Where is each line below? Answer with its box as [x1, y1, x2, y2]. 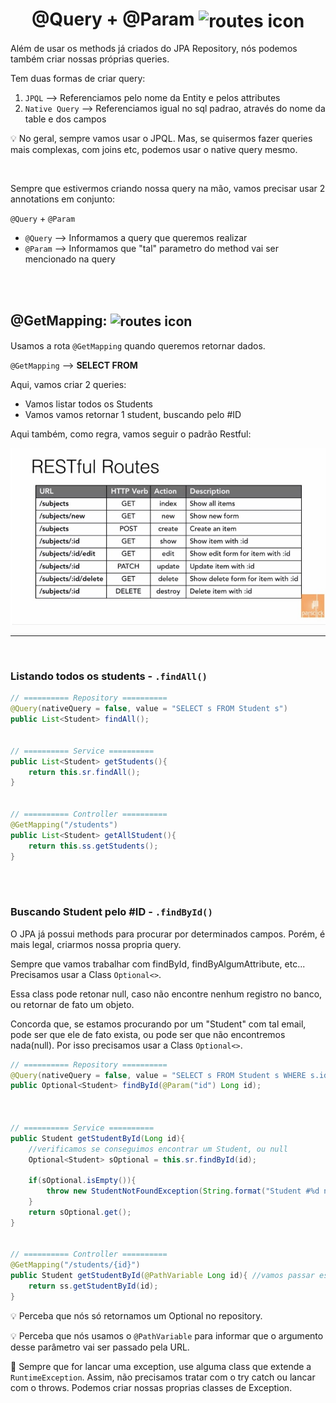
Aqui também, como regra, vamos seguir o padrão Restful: [10, 428, 252, 440]
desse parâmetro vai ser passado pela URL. [10, 1341, 190, 1353]
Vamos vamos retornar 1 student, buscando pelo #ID [24, 408, 242, 420]
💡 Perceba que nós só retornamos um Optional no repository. [10, 1309, 263, 1322]
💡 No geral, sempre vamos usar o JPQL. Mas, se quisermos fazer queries [10, 133, 313, 145]
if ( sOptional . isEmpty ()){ [28, 1176, 137, 1186]
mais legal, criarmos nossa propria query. [10, 938, 182, 950]
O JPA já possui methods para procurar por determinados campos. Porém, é [10, 928, 326, 940]
